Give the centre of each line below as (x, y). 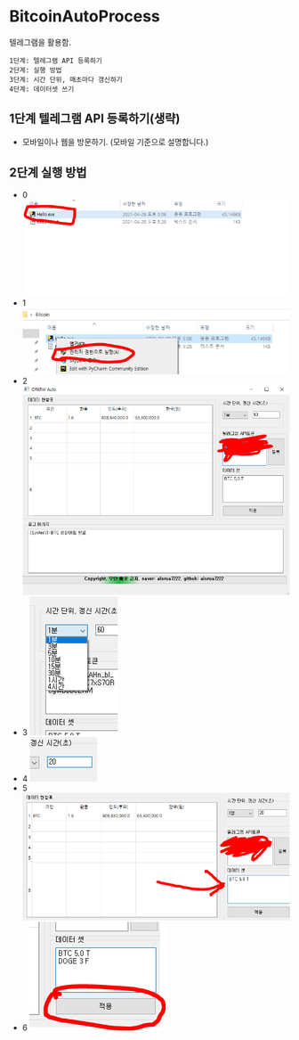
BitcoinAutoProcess (85, 16)
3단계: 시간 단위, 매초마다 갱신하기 (66, 79)
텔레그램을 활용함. (40, 42)
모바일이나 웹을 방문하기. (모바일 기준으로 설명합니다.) (115, 142)
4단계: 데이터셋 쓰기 (42, 89)
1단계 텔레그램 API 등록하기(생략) (95, 119)
